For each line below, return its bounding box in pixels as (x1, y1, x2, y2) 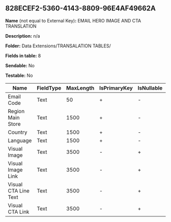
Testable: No (5, 72, 33, 78)
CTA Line (8, 187, 30, 194)
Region (8, 107, 25, 115)
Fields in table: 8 (5, 52, 41, 59)
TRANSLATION (5, 23, 37, 29)
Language (8, 137, 32, 144)
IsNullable (137, 84, 163, 91)
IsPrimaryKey (99, 84, 133, 91)
